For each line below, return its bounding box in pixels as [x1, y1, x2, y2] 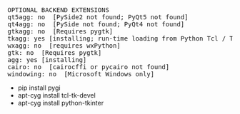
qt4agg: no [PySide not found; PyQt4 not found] [7, 21, 185, 28]
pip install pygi [17, 83, 61, 92]
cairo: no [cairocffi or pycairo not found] [7, 63, 170, 71]
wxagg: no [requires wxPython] [7, 42, 121, 49]
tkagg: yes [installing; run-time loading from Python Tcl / [7, 35, 226, 42]
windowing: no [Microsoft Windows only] [7, 71, 155, 78]
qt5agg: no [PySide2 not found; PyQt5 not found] [7, 14, 189, 21]
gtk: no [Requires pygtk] [7, 49, 102, 56]
